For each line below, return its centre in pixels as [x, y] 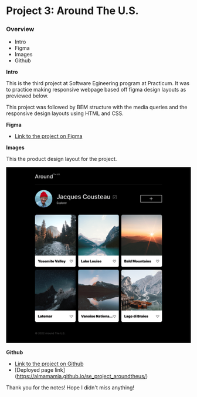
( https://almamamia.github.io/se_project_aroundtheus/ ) [81, 376]
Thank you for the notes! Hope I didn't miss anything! [70, 388]
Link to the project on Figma [48, 136]
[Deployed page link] [40, 370]
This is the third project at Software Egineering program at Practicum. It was [98, 83]
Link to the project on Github [49, 364]
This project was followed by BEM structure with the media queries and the [97, 107]
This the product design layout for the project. [62, 159]
